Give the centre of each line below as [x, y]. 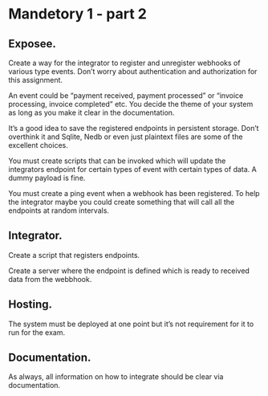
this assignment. [35, 80]
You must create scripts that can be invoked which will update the [117, 161]
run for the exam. [37, 332]
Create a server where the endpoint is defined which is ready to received [129, 271]
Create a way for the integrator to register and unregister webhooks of [124, 63]
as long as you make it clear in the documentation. [91, 112]
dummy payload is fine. [47, 178]
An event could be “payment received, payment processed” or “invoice [126, 96]
